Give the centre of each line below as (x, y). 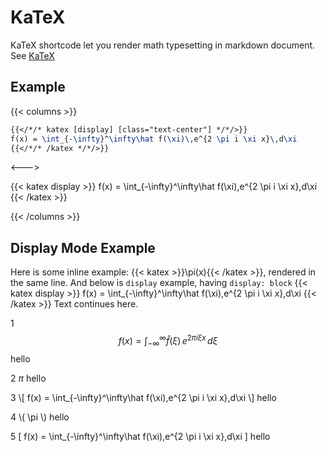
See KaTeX (32, 55)
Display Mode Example (83, 247)
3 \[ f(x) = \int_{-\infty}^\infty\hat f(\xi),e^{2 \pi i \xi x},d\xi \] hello (143, 397)
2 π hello (28, 378)
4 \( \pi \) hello (40, 417)
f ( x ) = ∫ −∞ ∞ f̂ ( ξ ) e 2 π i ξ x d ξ (168, 341)
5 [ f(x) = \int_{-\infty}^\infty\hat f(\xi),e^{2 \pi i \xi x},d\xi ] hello (140, 436)
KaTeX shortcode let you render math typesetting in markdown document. (163, 45)
